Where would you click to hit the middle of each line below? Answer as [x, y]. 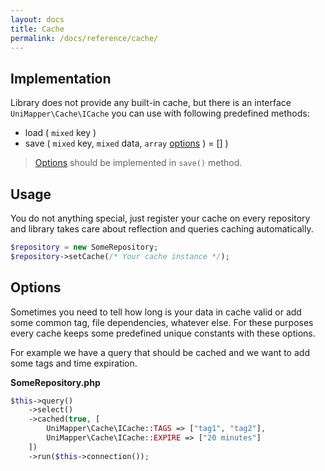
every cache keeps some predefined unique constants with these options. [163, 333]
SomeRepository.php [55, 382]
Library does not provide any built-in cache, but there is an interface [151, 103]
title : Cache [37, 29]
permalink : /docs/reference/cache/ [84, 38]
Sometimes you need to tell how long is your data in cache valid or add [156, 312]
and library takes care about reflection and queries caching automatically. [162, 229]
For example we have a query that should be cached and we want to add [160, 352]
